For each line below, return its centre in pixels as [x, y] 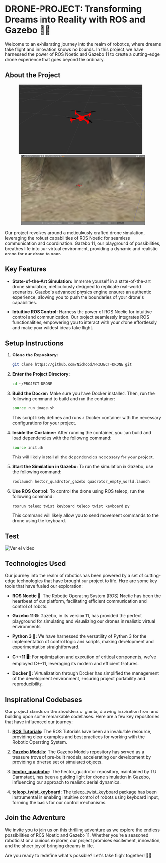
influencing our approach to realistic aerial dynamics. [66, 782]
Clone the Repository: [35, 355]
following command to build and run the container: [63, 399]
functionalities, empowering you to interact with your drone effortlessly [84, 322]
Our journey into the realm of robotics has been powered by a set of [74, 576]
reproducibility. [28, 684]
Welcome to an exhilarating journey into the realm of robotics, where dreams [83, 44]
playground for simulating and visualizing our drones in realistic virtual [84, 621]
